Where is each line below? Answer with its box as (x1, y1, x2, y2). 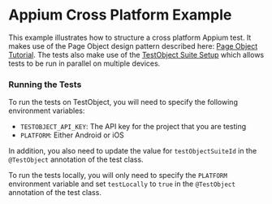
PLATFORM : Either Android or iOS (19, 130, 124, 140)
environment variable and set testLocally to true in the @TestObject (8, 179, 235, 189)
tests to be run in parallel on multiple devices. (8, 59, 161, 68)
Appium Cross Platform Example (8, 6, 232, 24)
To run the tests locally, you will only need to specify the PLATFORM (8, 171, 227, 180)
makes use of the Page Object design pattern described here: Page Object (8, 41, 258, 50)
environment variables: (8, 106, 85, 115)
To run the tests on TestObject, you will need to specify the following (8, 98, 238, 107)
